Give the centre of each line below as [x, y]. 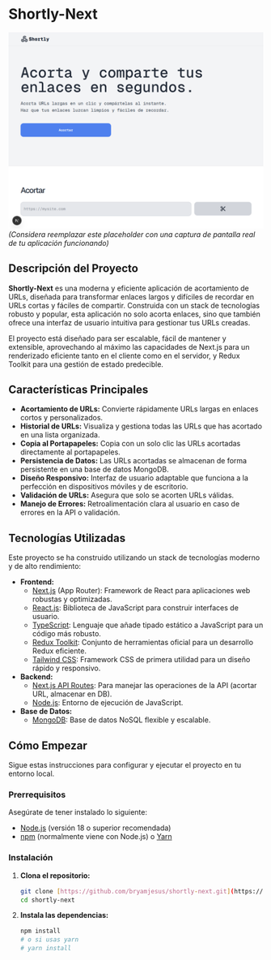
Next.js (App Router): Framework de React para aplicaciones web [141, 591]
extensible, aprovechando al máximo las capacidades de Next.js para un [129, 347]
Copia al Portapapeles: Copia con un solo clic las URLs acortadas [130, 444]
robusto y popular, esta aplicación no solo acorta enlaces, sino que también [134, 314]
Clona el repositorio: [55, 875]
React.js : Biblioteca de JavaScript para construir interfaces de [135, 608]
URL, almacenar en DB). [72, 694]
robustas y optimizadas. [72, 599]
